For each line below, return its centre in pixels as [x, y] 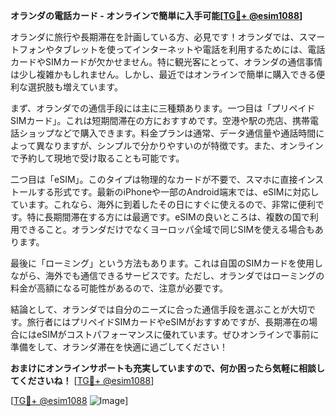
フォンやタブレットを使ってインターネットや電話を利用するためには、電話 [172, 49]
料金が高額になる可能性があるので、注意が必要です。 [119, 288]
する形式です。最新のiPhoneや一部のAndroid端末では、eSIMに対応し [178, 192]
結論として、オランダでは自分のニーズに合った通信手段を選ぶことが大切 [159, 309]
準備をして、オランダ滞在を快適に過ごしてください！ [119, 347]
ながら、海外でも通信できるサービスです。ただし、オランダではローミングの [167, 275]
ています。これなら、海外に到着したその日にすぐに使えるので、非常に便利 [163, 204]
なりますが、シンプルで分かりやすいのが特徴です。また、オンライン [184, 145]
